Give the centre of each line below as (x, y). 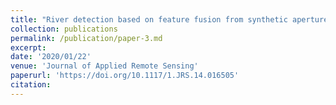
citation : (31, 85)
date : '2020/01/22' (51, 57)
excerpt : (28, 47)
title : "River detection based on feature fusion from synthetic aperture (169, 19)
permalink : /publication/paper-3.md (86, 38)
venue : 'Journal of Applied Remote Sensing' (104, 66)
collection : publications (64, 29)
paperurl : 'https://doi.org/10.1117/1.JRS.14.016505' (125, 76)
